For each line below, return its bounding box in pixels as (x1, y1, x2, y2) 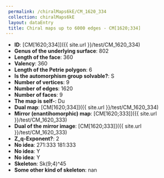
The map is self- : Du (14, 98, 65, 105)
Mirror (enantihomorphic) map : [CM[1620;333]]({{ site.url (14, 110, 157, 117)
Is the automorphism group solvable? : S (14, 72, 115, 80)
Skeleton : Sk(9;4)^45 (14, 160, 66, 167)
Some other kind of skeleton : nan (14, 166, 97, 174)
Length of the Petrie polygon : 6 (14, 66, 92, 74)
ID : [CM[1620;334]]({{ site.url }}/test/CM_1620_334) (14, 41, 140, 48)
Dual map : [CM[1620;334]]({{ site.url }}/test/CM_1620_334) (14, 104, 159, 111)
